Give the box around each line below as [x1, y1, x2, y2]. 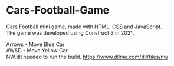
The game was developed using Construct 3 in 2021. [6, 29, 134, 36]
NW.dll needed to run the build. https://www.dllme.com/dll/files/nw [6, 53, 168, 60]
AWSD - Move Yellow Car [6, 47, 68, 54]
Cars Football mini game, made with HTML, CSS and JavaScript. [6, 23, 162, 30]
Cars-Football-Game [6, 4, 110, 17]
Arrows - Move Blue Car [6, 41, 65, 48]
